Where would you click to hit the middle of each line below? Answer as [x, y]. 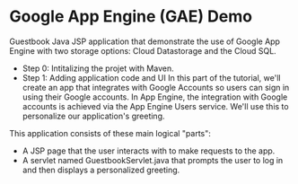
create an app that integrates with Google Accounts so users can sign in [156, 87]
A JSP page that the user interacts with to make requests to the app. [149, 151]
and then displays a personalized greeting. [101, 170]
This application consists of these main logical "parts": [110, 133]
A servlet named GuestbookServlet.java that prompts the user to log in [153, 160]
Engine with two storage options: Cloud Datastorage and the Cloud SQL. [143, 50]
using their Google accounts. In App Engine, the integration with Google [155, 97]
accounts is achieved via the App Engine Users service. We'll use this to [155, 106]
